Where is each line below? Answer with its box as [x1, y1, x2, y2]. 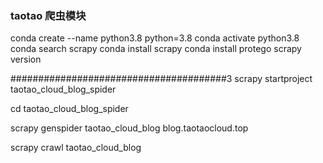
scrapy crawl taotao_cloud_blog [10, 142, 142, 154]
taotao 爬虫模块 [10, 8, 87, 22]
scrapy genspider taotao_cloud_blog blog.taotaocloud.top [10, 122, 249, 134]
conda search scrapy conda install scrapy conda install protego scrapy [10, 43, 302, 55]
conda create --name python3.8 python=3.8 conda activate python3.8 [10, 32, 300, 44]
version [10, 53, 42, 66]
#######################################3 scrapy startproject [10, 73, 313, 85]
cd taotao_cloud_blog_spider [10, 103, 129, 115]
